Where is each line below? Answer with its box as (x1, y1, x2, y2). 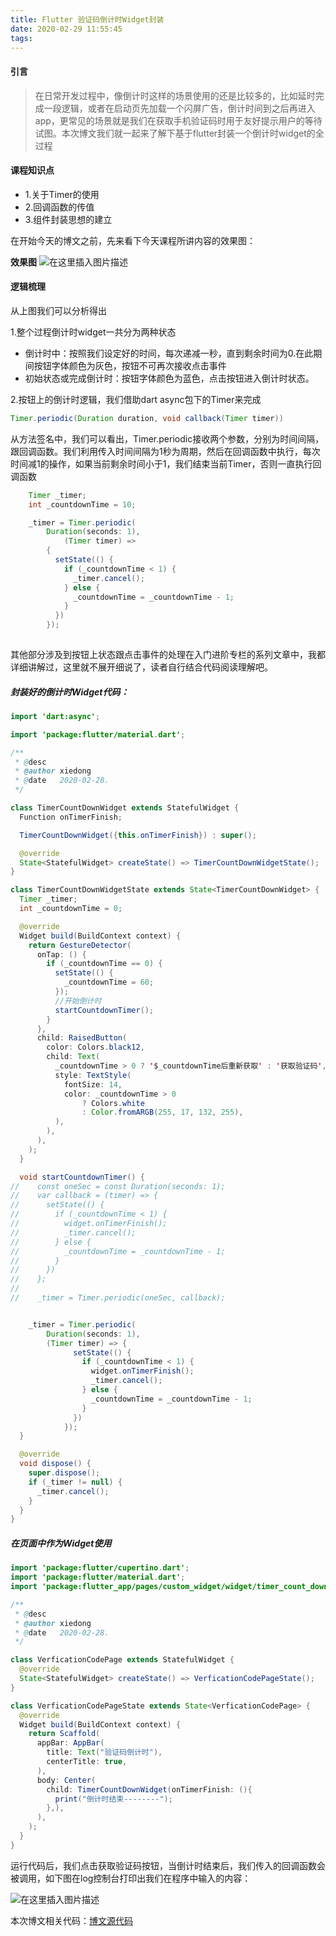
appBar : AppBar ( (36, 1738, 105, 1748)
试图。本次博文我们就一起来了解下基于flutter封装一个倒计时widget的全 (34, 127, 325, 139)
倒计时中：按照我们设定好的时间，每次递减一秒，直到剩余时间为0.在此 (24, 347, 314, 359)
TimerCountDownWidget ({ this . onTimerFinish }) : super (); (19, 830, 257, 840)
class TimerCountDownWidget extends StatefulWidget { (10, 803, 240, 813)
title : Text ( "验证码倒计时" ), (46, 1747, 163, 1758)
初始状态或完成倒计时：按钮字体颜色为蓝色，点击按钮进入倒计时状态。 (24, 372, 315, 384)
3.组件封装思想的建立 (24, 213, 113, 225)
